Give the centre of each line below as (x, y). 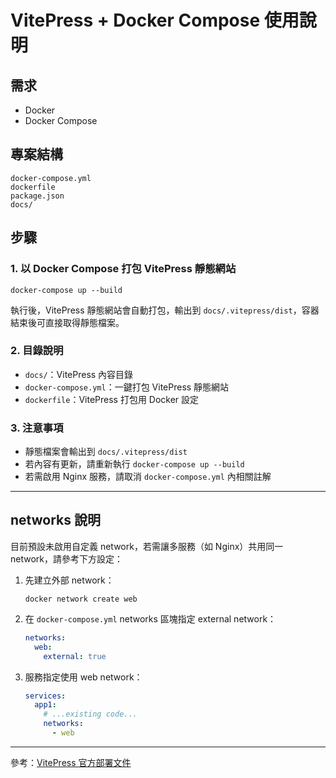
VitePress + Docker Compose (135, 20)
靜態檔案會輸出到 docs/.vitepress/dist (106, 452)
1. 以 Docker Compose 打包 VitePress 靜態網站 (123, 269)
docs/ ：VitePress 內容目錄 (79, 374)
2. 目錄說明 (37, 351)
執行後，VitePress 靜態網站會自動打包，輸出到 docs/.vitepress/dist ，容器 (165, 310)
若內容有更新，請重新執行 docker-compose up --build (134, 464)
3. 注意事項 (37, 428)
